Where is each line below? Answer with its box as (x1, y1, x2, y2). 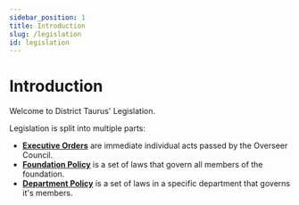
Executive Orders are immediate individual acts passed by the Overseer (21, 140, 288, 152)
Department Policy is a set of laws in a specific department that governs (21, 178, 291, 189)
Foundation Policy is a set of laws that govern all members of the (21, 160, 263, 170)
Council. (21, 150, 54, 160)
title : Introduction (9, 21, 87, 30)
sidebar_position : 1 (9, 12, 87, 22)
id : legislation (9, 37, 70, 47)
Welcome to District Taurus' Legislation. (9, 106, 156, 117)
